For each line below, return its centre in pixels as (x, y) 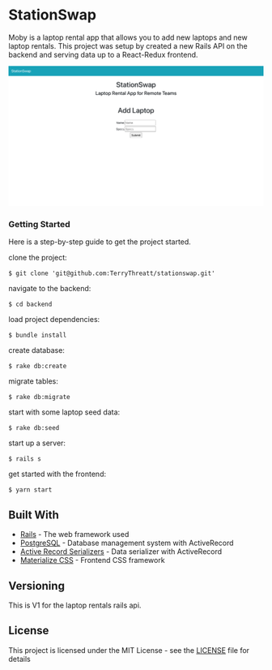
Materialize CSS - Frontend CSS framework (92, 560)
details (19, 659)
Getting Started (39, 224)
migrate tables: (33, 381)
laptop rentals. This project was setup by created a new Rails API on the (128, 45)
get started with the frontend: (57, 474)
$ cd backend (30, 305)
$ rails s (25, 459)
